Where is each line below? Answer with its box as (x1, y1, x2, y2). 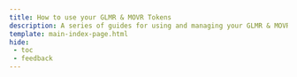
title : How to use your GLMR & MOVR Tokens (9, 12, 172, 22)
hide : (9, 37, 29, 47)
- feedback (12, 54, 53, 63)
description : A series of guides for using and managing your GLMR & (9, 21, 271, 30)
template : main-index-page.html (9, 29, 128, 38)
